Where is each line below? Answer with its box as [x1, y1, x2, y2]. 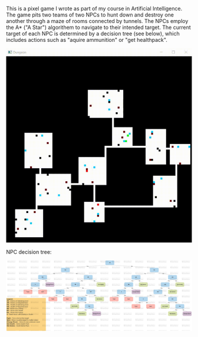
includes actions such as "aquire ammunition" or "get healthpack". [6, 37, 168, 43]
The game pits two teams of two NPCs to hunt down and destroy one [6, 11, 174, 18]
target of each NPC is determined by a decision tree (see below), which [6, 30, 180, 37]
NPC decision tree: [6, 248, 52, 256]
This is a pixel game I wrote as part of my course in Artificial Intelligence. [6, 5, 183, 12]
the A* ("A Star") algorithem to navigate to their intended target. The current [6, 24, 192, 31]
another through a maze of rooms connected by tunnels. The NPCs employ [6, 18, 189, 24]
